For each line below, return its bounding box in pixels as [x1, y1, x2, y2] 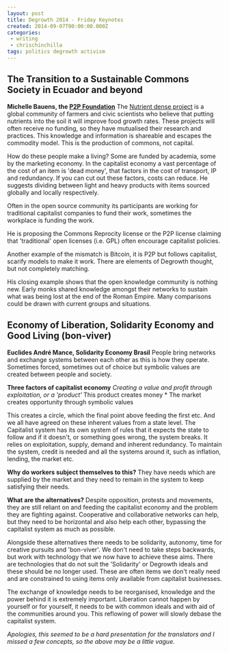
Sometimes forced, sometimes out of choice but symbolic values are [7, 363, 200, 371]
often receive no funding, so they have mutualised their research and [7, 124, 202, 132]
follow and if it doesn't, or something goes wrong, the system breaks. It [7, 432, 208, 441]
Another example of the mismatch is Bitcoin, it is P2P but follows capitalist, [7, 250, 217, 258]
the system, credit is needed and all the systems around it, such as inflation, [7, 447, 221, 456]
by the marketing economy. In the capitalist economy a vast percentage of [7, 159, 217, 168]
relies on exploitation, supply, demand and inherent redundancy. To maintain [7, 440, 222, 448]
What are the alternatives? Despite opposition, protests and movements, [7, 495, 214, 504]
